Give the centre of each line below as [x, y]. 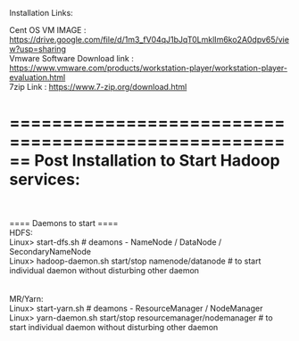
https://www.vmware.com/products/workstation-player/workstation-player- [149, 68]
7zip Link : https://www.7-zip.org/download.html [98, 87]
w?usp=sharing [38, 49]
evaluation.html [37, 77]
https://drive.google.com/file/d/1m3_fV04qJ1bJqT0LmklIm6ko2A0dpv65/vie [149, 40]
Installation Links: [41, 13]
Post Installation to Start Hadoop [157, 161]
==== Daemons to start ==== [64, 223]
